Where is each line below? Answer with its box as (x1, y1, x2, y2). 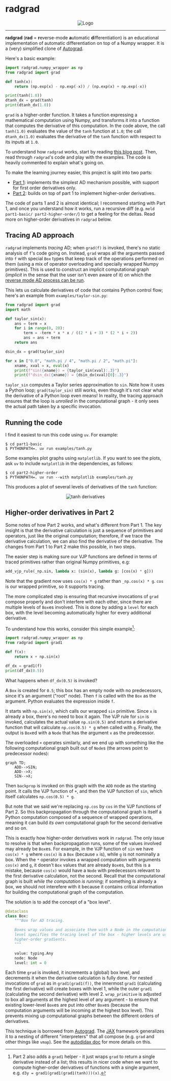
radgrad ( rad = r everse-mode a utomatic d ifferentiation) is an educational (5, 34, 159, 41)
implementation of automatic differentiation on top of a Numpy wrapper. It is (5, 40, 164, 46)
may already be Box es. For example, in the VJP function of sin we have (5, 845, 154, 852)
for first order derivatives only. (12, 185, 76, 191)
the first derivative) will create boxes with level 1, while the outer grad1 (5, 986, 152, 992)
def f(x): (5, 650, 26, 655)
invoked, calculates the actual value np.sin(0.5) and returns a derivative (5, 718, 158, 725)
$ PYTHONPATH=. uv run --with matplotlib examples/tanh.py (5, 475, 133, 480)
